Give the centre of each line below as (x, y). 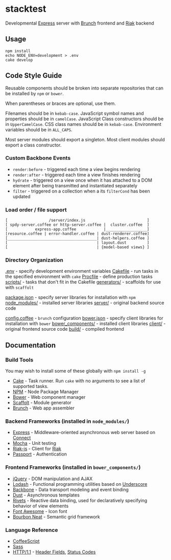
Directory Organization (34, 260)
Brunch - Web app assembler (44, 408)
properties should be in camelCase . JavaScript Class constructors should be (84, 119)
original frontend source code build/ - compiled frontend (65, 329)
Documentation (31, 345)
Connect (22, 438)
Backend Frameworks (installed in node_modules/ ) (67, 421)
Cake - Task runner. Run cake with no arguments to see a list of (79, 381)
